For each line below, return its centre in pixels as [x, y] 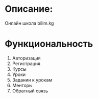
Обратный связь [30, 91]
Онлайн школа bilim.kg [29, 23]
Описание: [29, 9]
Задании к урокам [32, 80]
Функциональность [49, 44]
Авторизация [27, 58]
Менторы [22, 85]
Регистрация [26, 63]
